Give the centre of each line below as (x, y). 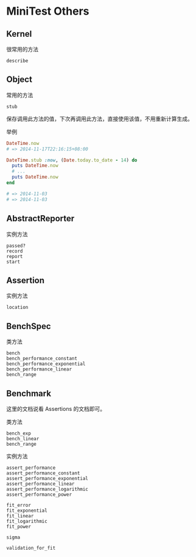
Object (19, 80)
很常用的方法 (22, 49)
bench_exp (19, 433)
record (15, 251)
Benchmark (29, 393)
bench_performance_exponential (46, 364)
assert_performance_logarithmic (47, 489)
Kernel (19, 34)
